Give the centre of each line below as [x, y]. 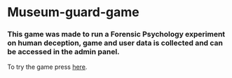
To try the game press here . [47, 67]
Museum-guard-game [73, 12]
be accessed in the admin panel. [64, 52]
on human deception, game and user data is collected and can [115, 43]
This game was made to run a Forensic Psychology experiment [116, 34]
